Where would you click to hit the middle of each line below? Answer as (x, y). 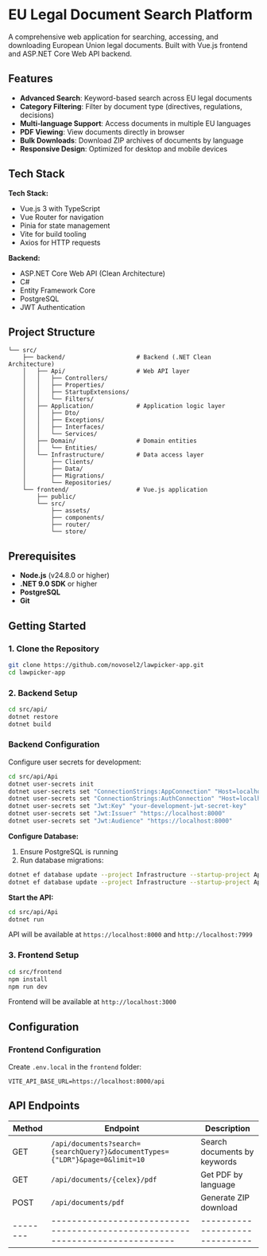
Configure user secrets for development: (75, 762)
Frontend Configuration (55, 1050)
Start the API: (31, 897)
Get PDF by (222, 1175)
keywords (219, 1161)
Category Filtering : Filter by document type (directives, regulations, (131, 106)
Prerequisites (42, 556)
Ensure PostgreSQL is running (69, 851)
